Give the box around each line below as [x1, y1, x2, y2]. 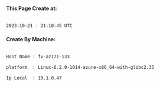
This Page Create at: [6, 5, 57, 12]
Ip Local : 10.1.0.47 [6, 75, 62, 81]
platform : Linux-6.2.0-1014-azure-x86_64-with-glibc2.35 [6, 65, 155, 71]
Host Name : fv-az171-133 [6, 54, 70, 60]
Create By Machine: [6, 35, 56, 42]
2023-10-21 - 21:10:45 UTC [6, 23, 73, 29]
